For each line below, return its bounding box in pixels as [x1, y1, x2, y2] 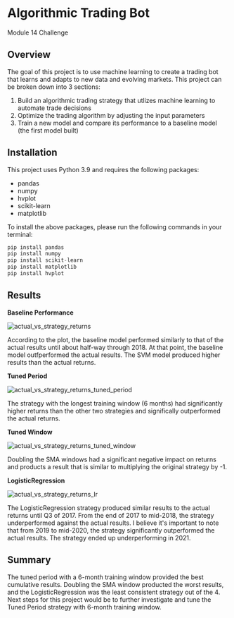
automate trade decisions [17, 104, 91, 112]
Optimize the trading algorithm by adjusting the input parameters [17, 111, 205, 119]
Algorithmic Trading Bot [7, 5, 150, 21]
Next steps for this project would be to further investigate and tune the [7, 595, 212, 604]
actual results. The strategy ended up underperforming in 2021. [7, 533, 191, 542]
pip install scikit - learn [7, 257, 83, 264]
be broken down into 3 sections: [7, 83, 100, 91]
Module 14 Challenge [7, 28, 69, 37]
